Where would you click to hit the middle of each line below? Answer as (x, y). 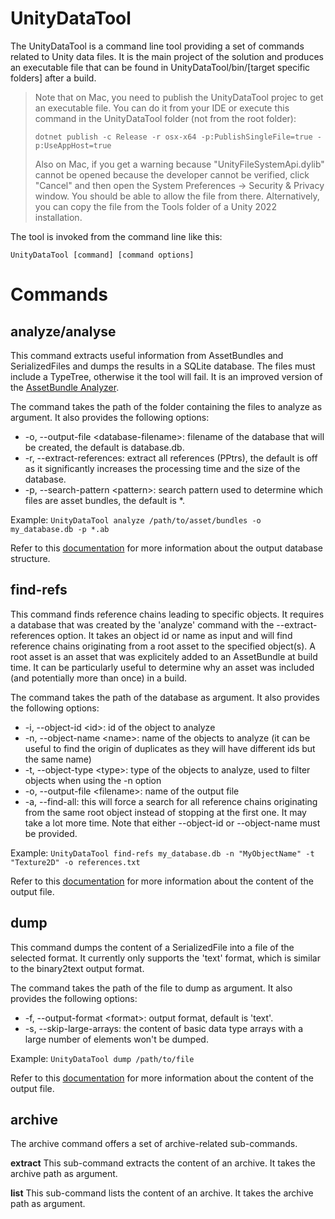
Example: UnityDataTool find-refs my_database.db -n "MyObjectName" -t (162, 853)
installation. (58, 217)
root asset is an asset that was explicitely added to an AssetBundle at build (164, 656)
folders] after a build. (53, 78)
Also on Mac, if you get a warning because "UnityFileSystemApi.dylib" (179, 164)
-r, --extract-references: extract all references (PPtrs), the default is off (171, 458)
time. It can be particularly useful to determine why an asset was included (162, 667)
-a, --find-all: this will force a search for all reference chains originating (171, 801)
